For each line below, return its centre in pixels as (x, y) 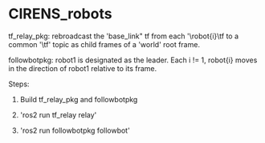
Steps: (19, 84)
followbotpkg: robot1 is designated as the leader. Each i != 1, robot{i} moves (133, 60)
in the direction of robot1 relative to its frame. (83, 68)
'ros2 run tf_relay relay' (58, 115)
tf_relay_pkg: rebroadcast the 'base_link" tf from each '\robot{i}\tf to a (124, 36)
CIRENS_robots (60, 14)
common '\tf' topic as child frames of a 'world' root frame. (104, 44)
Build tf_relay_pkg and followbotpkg (79, 99)
